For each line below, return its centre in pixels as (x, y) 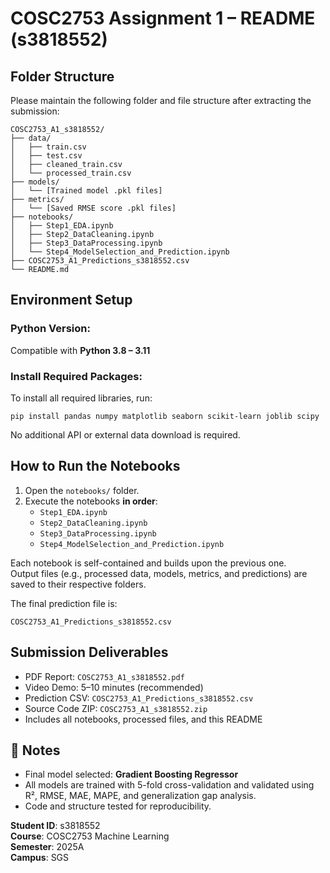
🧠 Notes (35, 750)
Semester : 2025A (47, 847)
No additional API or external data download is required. (125, 434)
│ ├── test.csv (46, 156)
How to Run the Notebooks (95, 466)
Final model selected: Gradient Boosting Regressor (131, 774)
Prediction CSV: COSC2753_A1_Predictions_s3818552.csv (139, 698)
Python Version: (50, 329)
